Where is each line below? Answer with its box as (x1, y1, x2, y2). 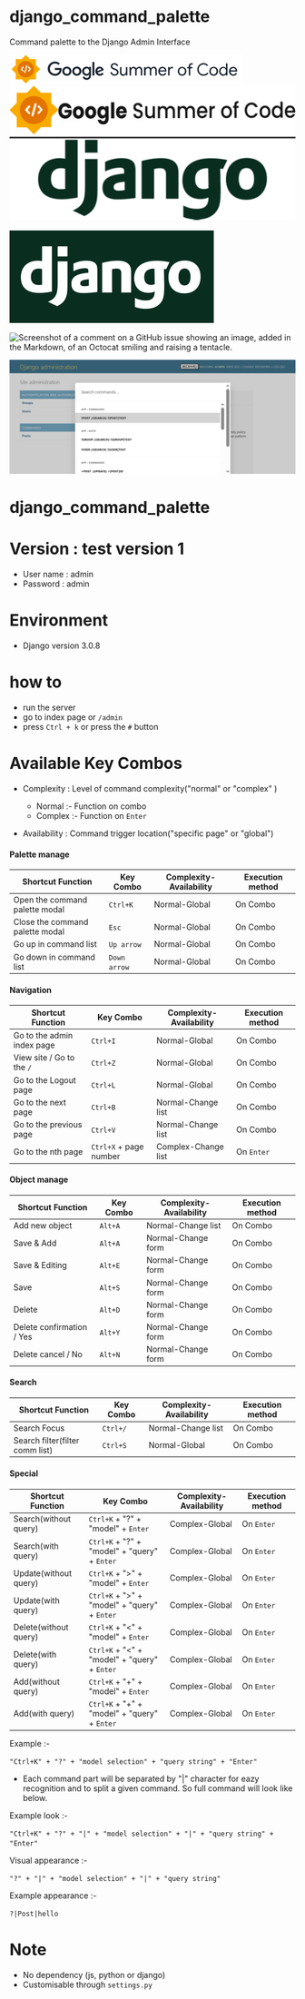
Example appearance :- (9, 1890, 97, 1901)
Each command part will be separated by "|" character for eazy (22, 1773, 260, 1784)
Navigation (9, 984, 52, 995)
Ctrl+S (102, 1442, 127, 1451)
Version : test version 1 (9, 538, 184, 559)
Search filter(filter (13, 1434, 80, 1445)
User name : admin (22, 569, 93, 580)
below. (22, 1792, 48, 1803)
